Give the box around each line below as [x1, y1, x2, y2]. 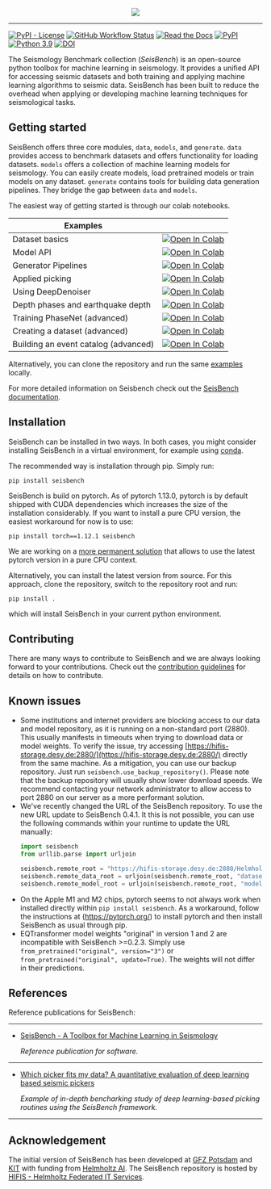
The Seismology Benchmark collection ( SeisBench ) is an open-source [8, 55, 241, 64]
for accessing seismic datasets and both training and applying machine [8, 72, 245, 81]
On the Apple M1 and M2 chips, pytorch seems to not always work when [19, 894, 261, 904]
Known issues [8, 694, 81, 708]
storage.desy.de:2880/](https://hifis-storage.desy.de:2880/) [19, 750, 221, 760]
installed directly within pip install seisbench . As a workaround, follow [19, 902, 260, 912]
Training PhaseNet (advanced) [12, 312, 129, 323]
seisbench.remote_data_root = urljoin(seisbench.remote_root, [19, 872, 234, 880]
